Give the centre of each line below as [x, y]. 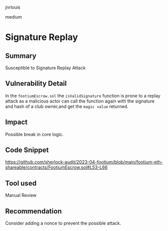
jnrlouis [13, 7]
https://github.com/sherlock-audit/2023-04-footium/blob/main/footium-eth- [84, 162]
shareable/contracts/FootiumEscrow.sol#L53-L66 [56, 167]
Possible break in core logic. [34, 134]
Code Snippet [27, 150]
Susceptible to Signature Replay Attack [45, 68]
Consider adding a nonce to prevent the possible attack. [63, 223]
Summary [21, 55]
